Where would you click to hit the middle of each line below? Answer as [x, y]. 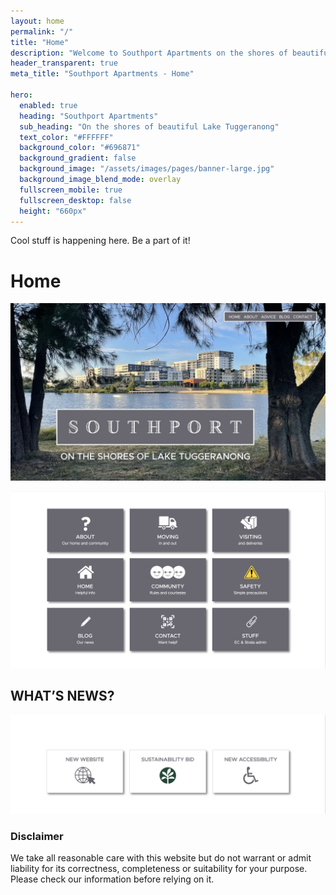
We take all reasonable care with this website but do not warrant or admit [161, 858]
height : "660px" [53, 211]
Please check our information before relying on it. [112, 879]
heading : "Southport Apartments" [89, 116]
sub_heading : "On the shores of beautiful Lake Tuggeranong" [149, 126]
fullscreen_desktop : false [75, 200]
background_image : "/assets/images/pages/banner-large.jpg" [147, 169]
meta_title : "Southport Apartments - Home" [102, 74]
